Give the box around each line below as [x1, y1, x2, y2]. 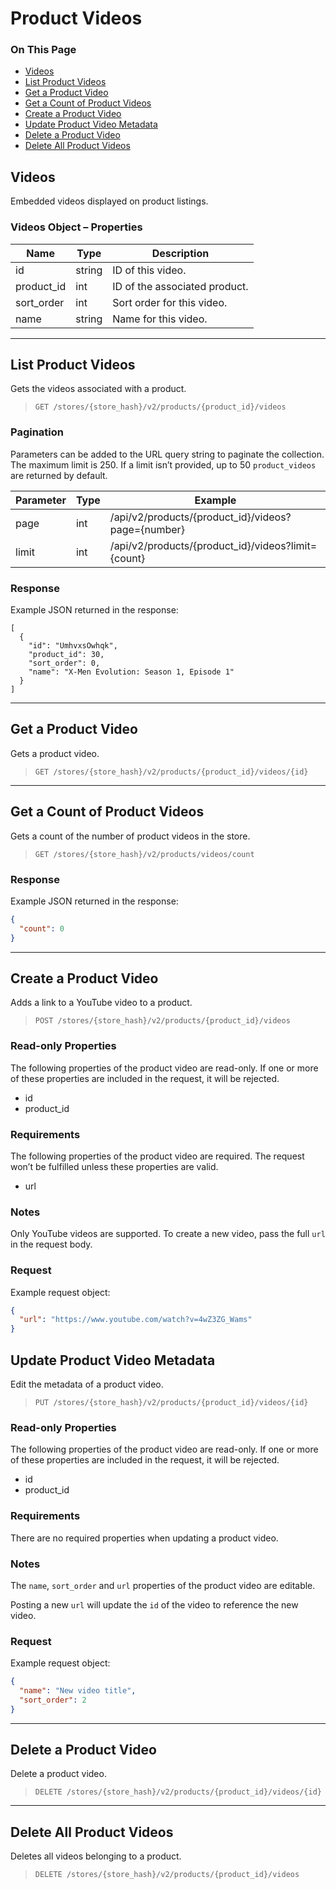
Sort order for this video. [112, 295, 228, 309]
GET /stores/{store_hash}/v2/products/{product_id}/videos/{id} [34, 767, 309, 777]
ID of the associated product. [112, 279, 249, 293]
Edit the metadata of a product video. [10, 1378, 164, 1390]
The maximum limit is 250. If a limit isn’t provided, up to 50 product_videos [10, 458, 317, 471]
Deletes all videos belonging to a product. [10, 1850, 182, 1862]
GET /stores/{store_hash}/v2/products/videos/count [34, 849, 255, 859]
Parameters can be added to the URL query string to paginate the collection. [10, 448, 325, 460]
